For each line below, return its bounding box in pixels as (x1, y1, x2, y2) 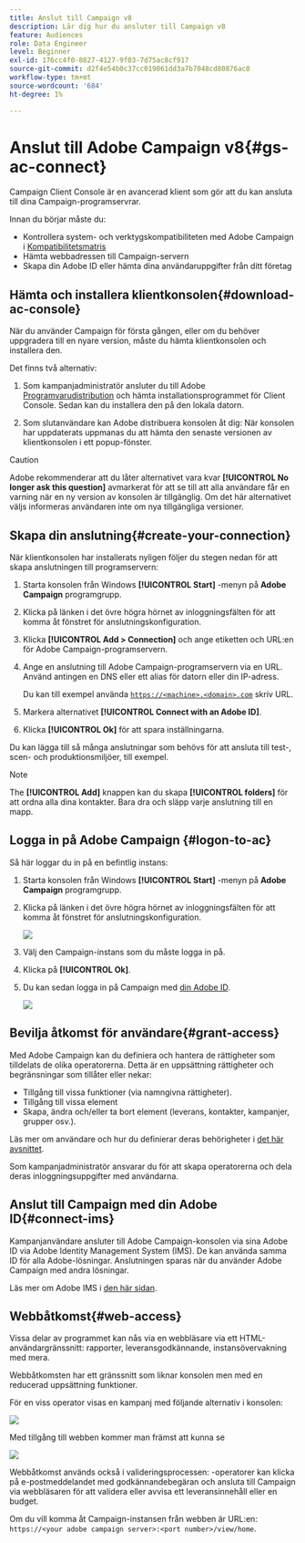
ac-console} (9, 301, 82, 317)
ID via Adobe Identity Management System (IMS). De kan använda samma (9, 1245, 287, 1256)
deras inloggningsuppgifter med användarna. (9, 1170, 179, 1182)
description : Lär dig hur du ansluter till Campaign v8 (9, 22, 226, 31)
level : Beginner (9, 47, 71, 57)
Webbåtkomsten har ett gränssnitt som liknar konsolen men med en (9, 1370, 263, 1381)
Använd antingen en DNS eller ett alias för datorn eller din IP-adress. (22, 672, 280, 683)
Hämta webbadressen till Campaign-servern (22, 251, 189, 262)
